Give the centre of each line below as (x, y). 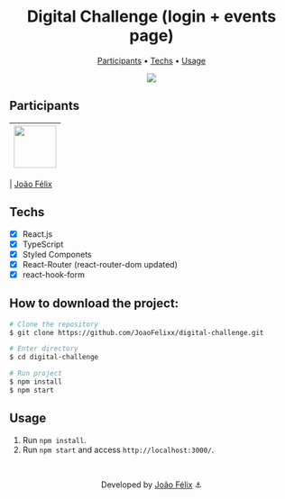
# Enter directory (44, 349)
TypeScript (43, 244)
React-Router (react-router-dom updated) (100, 264)
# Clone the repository (54, 324)
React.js (37, 234)
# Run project (36, 374)
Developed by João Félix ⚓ (152, 485)
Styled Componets (57, 254)
